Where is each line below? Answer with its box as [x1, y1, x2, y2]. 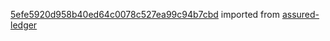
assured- [281, 9, 320, 20]
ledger [10, 19, 38, 31]
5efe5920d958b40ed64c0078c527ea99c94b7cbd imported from [10, 9, 280, 20]
